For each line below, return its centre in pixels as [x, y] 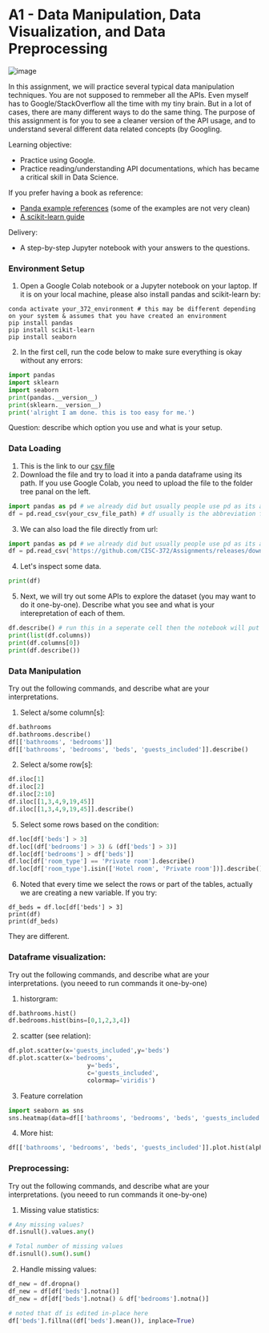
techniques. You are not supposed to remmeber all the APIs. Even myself [128, 95]
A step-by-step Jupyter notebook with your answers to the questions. [135, 248]
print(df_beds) [34, 922]
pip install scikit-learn [51, 330]
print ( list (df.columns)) [50, 636]
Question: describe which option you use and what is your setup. [115, 428]
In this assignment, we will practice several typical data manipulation [121, 87]
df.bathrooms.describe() [50, 735]
